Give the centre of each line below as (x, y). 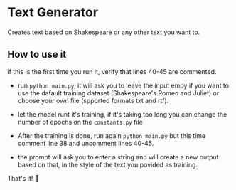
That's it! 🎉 (23, 178)
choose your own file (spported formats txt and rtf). (93, 100)
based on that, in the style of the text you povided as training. (107, 164)
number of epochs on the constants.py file (80, 122)
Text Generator (53, 12)
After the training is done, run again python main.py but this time (112, 135)
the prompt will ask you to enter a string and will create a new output (118, 157)
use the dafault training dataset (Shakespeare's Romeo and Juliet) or (118, 93)
